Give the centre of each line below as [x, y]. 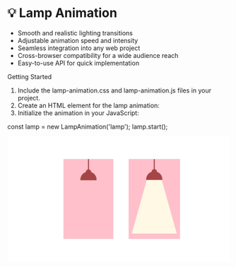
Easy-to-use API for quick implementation [78, 63]
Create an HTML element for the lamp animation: [89, 105]
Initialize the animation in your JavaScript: [78, 113]
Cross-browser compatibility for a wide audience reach [98, 55]
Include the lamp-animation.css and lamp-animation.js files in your [114, 90]
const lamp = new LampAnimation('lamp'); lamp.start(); [88, 126]
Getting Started [30, 76]
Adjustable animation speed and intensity [78, 40]
